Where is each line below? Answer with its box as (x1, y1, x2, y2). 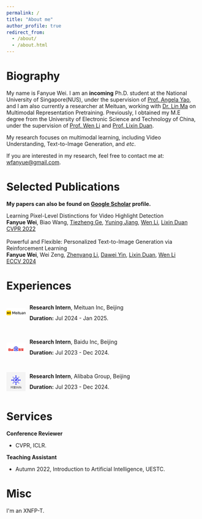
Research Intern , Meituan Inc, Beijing (29, 303, 124, 311)
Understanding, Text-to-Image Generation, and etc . (6, 140, 136, 147)
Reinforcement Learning (6, 245, 67, 252)
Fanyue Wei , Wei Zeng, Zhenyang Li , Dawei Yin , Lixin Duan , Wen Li (6, 251, 176, 258)
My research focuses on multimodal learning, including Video (6, 133, 161, 141)
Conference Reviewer (6, 430, 63, 437)
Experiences (6, 279, 72, 293)
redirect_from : (6, 29, 45, 35)
